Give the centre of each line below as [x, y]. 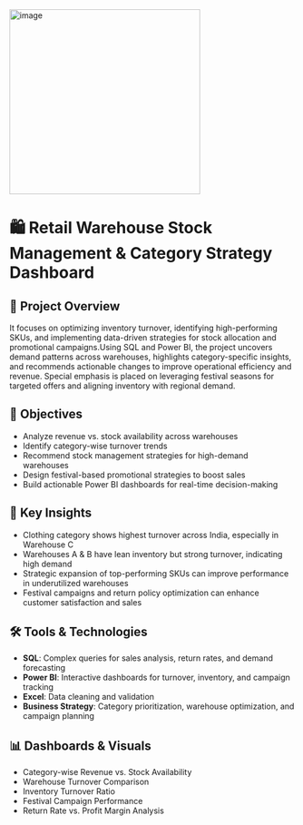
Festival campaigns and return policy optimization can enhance [141, 593]
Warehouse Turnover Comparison [86, 782]
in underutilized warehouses [75, 583]
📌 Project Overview [65, 306]
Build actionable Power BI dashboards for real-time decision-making [150, 484]
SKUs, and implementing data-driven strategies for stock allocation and [143, 338]
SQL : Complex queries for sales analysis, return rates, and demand [148, 658]
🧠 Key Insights [51, 513]
